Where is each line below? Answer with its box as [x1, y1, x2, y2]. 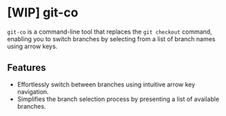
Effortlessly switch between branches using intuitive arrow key [17, 80, 196, 89]
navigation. [17, 87, 50, 95]
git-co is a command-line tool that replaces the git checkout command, [7, 27, 212, 36]
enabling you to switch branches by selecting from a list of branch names [7, 34, 216, 43]
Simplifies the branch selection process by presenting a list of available [17, 95, 220, 103]
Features [7, 62, 46, 73]
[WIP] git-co [7, 5, 79, 21]
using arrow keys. [7, 42, 58, 50]
